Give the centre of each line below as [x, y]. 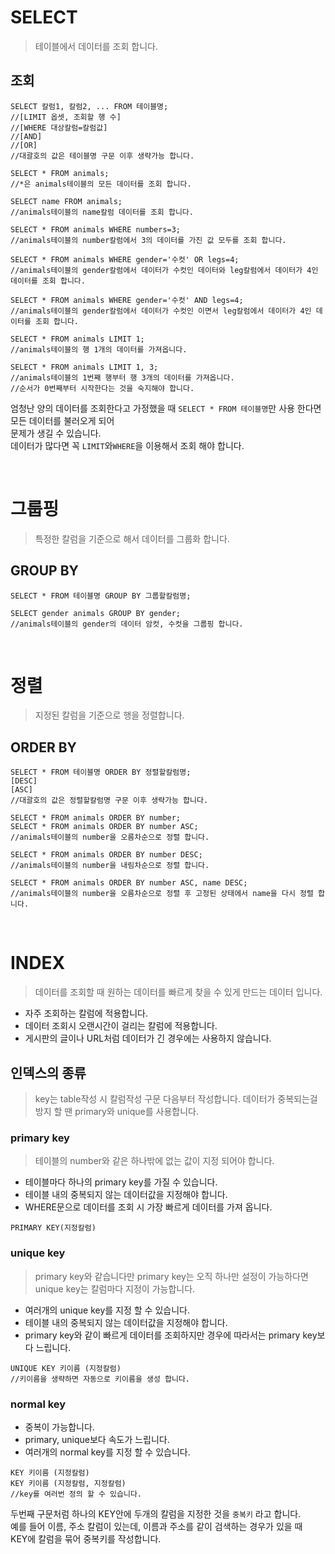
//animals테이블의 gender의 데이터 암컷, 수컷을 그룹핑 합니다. [127, 624]
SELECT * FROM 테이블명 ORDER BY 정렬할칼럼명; [101, 772]
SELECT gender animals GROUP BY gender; [96, 613]
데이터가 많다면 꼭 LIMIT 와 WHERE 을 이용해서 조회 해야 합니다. [127, 445]
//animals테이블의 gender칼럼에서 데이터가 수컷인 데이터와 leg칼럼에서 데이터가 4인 [164, 270]
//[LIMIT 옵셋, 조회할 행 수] [66, 117]
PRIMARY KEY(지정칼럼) [53, 1228]
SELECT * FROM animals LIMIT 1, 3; [84, 367]
